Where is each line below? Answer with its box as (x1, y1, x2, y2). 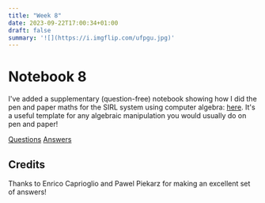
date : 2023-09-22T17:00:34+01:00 (8, 19, 119, 27)
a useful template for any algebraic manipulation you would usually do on (8, 111, 247, 121)
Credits (8, 158, 46, 171)
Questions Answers (8, 135, 72, 144)
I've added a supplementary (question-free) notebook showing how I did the (8, 94, 257, 104)
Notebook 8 (8, 68, 87, 86)
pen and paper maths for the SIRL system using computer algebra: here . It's (8, 102, 256, 112)
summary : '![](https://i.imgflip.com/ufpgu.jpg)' (8, 33, 176, 42)
